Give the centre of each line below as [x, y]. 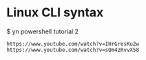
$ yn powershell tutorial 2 [43, 31]
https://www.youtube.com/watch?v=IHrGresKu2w [73, 44]
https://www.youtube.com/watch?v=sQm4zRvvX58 [73, 50]
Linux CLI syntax [55, 13]
